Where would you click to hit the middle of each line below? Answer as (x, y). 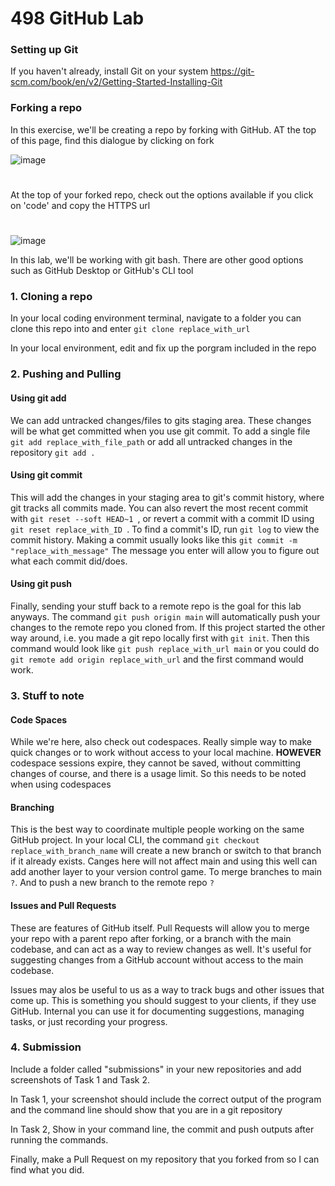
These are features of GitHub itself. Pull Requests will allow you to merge (160, 928)
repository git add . (53, 452)
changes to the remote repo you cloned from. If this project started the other (168, 627)
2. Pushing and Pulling (66, 374)
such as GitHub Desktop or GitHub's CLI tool (102, 271)
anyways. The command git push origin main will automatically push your (165, 616)
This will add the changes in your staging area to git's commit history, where (167, 497)
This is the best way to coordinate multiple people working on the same (157, 829)
